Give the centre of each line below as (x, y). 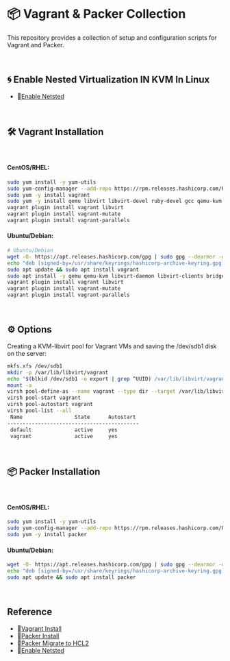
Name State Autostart (73, 417)
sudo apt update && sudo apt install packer (72, 577)
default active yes (64, 430)
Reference (30, 612)
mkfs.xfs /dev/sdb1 (35, 366)
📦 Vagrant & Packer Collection (97, 14)
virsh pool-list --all (39, 411)
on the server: (27, 353)
